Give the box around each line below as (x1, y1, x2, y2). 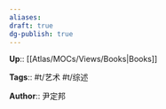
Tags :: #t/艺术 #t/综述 (9, 72, 89, 82)
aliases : (9, 12, 42, 22)
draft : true (9, 21, 53, 30)
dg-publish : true (9, 29, 74, 38)
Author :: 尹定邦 (9, 90, 67, 102)
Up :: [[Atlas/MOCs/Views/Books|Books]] (9, 54, 158, 65)
